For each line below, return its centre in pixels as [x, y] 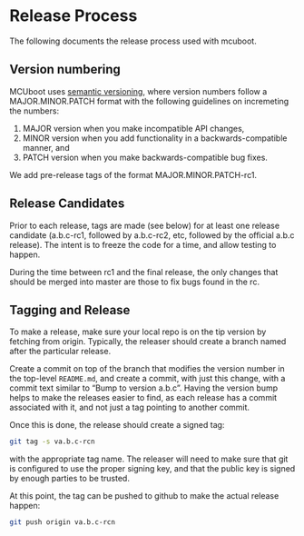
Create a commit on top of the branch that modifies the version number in [147, 369]
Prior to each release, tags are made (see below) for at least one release [144, 225]
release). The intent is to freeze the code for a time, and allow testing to [143, 244]
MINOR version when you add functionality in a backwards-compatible [155, 138]
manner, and [46, 147]
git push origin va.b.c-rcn [63, 522]
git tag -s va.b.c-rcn [52, 442]
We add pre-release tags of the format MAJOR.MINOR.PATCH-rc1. [133, 174]
